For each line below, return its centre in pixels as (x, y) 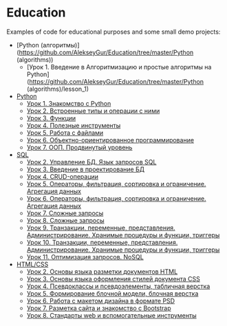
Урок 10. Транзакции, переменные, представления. (102, 242)
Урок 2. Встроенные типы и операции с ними (93, 111)
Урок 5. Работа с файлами (65, 133)
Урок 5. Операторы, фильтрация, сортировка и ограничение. (116, 184)
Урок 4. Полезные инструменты (74, 125)
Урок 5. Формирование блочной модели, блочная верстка (112, 293)
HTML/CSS (32, 264)
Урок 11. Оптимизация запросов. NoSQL (85, 257)
